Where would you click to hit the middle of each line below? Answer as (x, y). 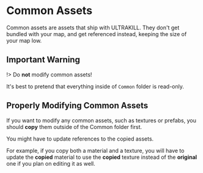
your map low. (24, 40)
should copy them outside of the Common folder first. (74, 127)
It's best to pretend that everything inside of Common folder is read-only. (95, 86)
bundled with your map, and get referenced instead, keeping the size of (97, 34)
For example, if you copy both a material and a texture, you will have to (95, 150)
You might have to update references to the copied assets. (80, 139)
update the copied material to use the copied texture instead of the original (102, 157)
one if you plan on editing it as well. (51, 163)
